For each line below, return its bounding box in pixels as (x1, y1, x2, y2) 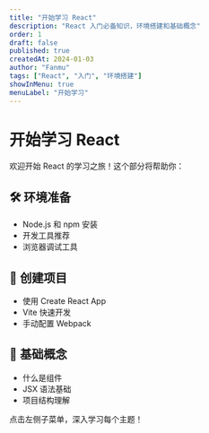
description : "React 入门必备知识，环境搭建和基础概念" (9, 22, 201, 30)
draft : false (9, 38, 58, 48)
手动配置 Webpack (22, 318, 91, 329)
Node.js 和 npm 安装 (22, 219, 99, 229)
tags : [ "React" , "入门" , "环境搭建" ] (9, 72, 143, 81)
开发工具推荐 (22, 230, 70, 241)
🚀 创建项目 (9, 270, 67, 285)
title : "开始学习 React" (9, 13, 97, 22)
